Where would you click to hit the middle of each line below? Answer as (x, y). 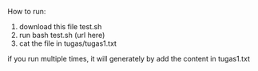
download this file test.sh (60, 26)
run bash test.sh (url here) (62, 35)
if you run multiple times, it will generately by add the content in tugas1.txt (129, 59)
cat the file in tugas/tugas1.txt (68, 43)
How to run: (27, 11)
